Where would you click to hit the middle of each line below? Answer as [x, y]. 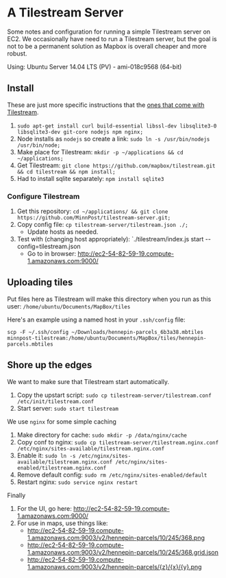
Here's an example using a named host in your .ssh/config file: [97, 320]
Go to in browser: [52, 254]
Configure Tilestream [43, 196]
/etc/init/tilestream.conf [55, 401]
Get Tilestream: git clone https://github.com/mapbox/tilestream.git [116, 165]
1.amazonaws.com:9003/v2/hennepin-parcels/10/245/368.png [116, 538]
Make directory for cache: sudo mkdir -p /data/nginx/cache [102, 435]
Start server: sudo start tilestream [67, 408]
